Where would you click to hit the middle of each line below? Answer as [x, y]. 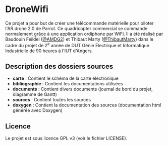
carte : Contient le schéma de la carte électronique [66, 78]
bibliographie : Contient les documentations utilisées [68, 84]
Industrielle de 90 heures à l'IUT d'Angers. [49, 51]
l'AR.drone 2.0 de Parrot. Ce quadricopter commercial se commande [76, 28]
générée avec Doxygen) [38, 110]
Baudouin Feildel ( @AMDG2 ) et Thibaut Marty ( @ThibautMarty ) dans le [79, 39]
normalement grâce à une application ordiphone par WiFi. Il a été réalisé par [84, 34]
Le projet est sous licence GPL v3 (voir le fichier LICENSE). [66, 138]
